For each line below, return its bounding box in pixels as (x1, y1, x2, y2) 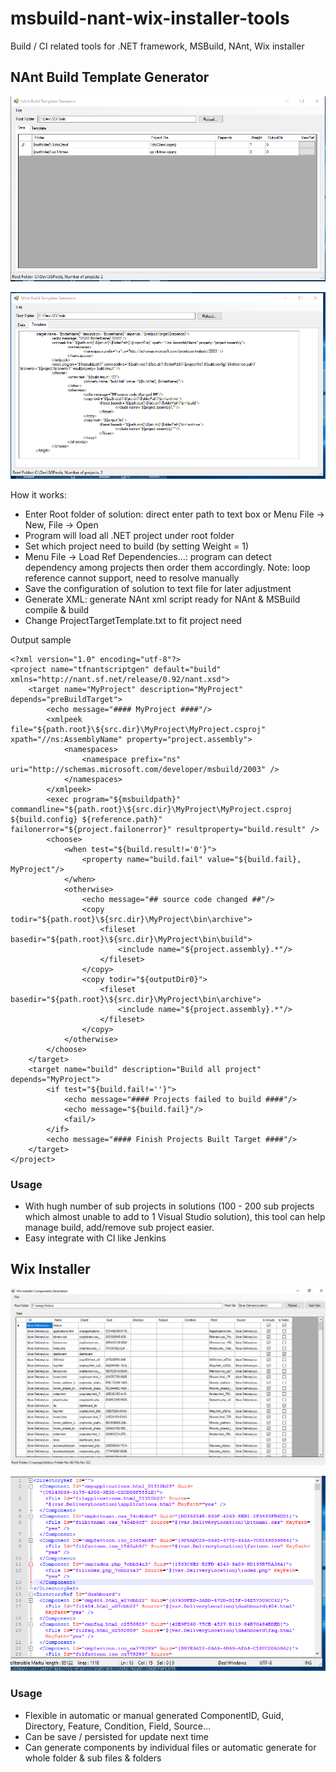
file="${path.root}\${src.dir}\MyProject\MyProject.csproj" (10, 724, 267, 734)
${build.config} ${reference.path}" (10, 814, 163, 824)
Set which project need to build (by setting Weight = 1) (24, 540, 250, 552)
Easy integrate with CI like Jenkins (24, 1232, 167, 1244)
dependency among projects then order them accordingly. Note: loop (24, 561, 311, 573)
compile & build (24, 603, 90, 616)
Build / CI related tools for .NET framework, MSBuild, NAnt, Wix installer (10, 40, 305, 52)
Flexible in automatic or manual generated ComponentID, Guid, (24, 1709, 284, 1721)
